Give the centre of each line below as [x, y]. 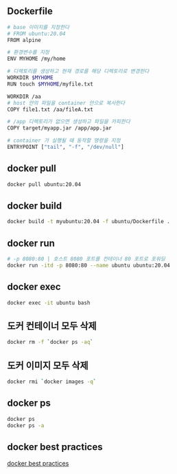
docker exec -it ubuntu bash [49, 302]
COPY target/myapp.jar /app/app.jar [59, 128]
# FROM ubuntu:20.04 [37, 34]
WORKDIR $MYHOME [30, 78]
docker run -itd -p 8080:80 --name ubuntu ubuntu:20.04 [88, 265]
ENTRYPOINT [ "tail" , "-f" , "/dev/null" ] [66, 147]
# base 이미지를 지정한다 [38, 27]
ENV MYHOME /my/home [37, 59]
